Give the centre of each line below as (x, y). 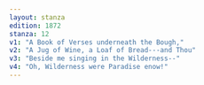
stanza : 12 (29, 34)
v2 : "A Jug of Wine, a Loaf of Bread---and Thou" (103, 50)
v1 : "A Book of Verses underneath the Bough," (97, 42)
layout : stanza (37, 17)
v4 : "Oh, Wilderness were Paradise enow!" (89, 67)
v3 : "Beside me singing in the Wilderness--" (94, 58)
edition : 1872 (35, 26)
